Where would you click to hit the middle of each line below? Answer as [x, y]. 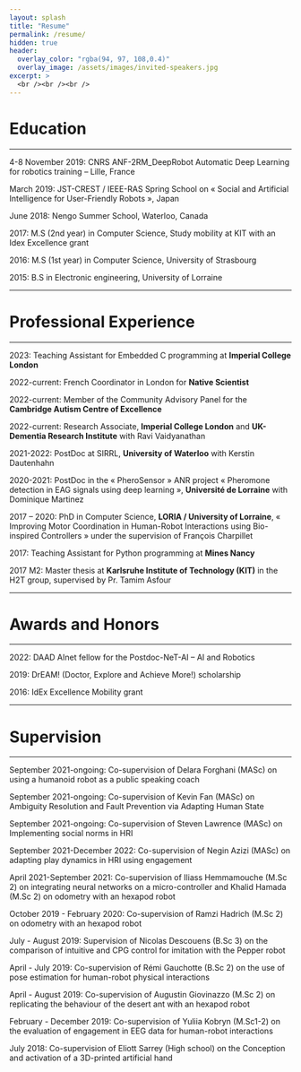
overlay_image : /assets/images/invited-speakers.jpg [118, 68]
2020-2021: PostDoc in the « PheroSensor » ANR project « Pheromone [140, 480]
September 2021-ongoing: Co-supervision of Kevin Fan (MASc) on [132, 797]
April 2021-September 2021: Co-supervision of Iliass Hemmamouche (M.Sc [148, 877]
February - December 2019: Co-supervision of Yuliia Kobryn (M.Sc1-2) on [145, 1022]
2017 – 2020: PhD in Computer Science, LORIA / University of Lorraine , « [145, 516]
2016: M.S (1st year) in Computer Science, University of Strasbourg [133, 260]
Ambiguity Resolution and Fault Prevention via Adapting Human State [137, 807]
